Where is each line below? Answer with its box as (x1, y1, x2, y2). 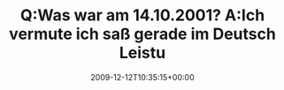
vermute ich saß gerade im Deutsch (8, 24, 277, 44)
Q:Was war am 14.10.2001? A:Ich (19, 5, 265, 26)
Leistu (119, 43, 166, 63)
